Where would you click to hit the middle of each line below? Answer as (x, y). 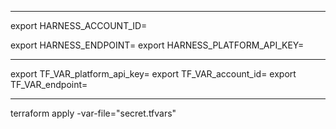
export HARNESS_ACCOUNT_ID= (79, 25)
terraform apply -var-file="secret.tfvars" (93, 113)
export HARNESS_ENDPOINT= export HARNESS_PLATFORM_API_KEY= (157, 45)
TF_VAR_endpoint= (49, 84)
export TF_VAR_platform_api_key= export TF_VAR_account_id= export (153, 74)
